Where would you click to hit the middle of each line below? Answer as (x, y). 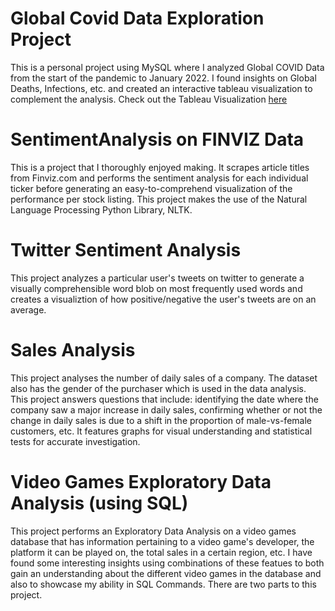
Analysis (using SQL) (99, 503)
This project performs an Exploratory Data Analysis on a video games (153, 531)
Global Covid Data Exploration (137, 18)
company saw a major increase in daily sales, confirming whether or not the (166, 409)
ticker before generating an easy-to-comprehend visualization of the (151, 188)
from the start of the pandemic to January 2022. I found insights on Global (163, 78)
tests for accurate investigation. (75, 441)
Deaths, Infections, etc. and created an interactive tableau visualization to (161, 88)
